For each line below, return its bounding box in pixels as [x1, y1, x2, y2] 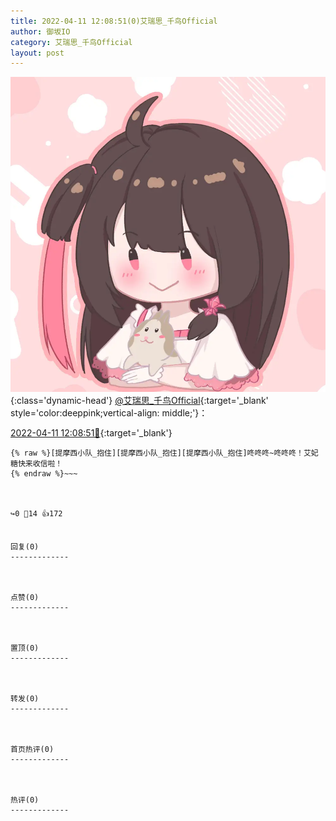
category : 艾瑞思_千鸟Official [10, 37, 133, 47]
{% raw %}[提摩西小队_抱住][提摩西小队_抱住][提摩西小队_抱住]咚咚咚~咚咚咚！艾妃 [10, 448, 319, 459]
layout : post [10, 48, 65, 58]
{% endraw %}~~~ [10, 469, 78, 479]
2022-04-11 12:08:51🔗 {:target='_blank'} [10, 427, 173, 439]
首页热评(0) [10, 745, 55, 755]
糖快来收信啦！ [10, 459, 63, 469]
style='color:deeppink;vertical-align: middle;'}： [10, 407, 208, 419]
